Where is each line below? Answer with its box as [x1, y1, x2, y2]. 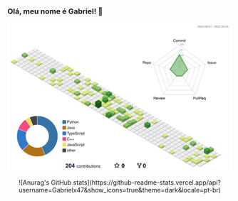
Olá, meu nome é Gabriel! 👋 [7, 6, 103, 16]
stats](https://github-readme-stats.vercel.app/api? [73, 178, 221, 187]
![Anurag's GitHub [19, 178, 72, 187]
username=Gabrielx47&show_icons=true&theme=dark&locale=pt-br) [19, 186, 221, 195]
